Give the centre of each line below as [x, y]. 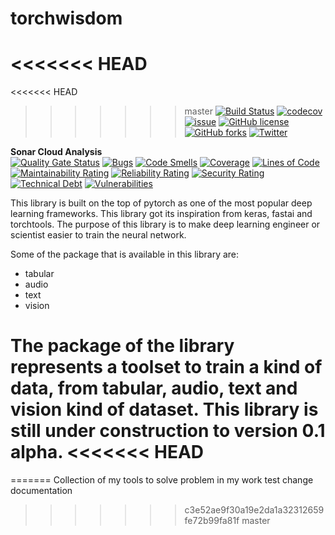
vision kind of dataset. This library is [164, 409]
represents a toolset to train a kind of [166, 367]
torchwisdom [66, 18]
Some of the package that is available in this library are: [125, 254]
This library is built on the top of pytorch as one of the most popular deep [161, 203]
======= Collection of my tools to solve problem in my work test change [162, 480]
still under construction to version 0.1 [168, 431]
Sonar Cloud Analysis [56, 152]
